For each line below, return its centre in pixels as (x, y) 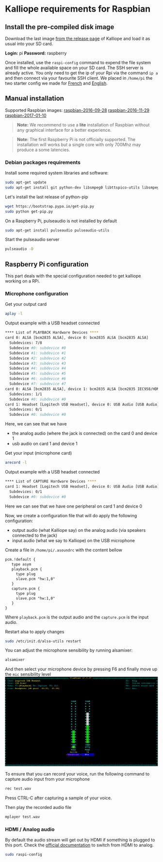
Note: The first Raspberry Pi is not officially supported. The (76, 139)
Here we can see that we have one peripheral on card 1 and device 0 (73, 506)
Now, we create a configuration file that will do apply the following (71, 515)
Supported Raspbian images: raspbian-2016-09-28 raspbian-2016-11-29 (77, 110)
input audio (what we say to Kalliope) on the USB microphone (73, 540)
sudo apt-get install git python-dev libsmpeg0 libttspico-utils (72, 187)
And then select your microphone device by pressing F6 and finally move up (81, 669)
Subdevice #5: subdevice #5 (38, 374)
